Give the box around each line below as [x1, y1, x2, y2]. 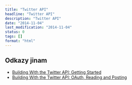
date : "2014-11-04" [5, 20, 44, 26]
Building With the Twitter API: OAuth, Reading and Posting [12, 74, 127, 80]
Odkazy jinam [5, 57, 47, 65]
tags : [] [5, 34, 23, 39]
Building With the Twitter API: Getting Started [12, 69, 102, 75]
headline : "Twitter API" [5, 12, 55, 16]
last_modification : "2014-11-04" [5, 25, 72, 30]
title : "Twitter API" [5, 7, 49, 12]
